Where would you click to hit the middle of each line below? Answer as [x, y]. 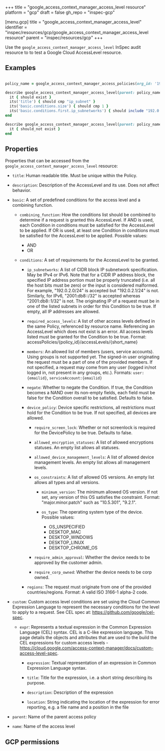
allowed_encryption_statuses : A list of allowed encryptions [94, 442]
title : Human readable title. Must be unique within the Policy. [75, 176]
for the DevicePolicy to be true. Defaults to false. [83, 433]
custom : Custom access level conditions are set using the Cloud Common [86, 602]
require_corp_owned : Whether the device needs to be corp [93, 572]
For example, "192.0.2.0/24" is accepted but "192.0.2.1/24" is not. [93, 291]
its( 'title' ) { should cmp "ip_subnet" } [53, 102]
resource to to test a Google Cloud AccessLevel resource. [64, 52]
